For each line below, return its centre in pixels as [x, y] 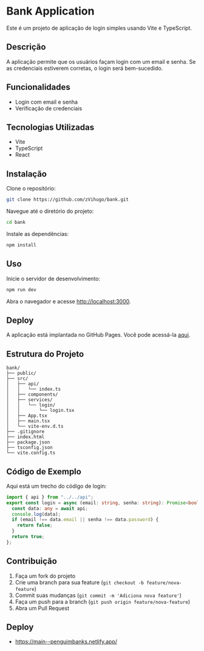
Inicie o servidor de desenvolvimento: [53, 278]
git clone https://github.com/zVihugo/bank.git [68, 200]
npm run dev [21, 289]
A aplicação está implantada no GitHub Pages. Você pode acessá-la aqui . [98, 335]
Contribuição [32, 562]
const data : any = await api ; [50, 508]
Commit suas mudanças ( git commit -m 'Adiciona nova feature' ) [98, 595]
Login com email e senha [46, 102]
